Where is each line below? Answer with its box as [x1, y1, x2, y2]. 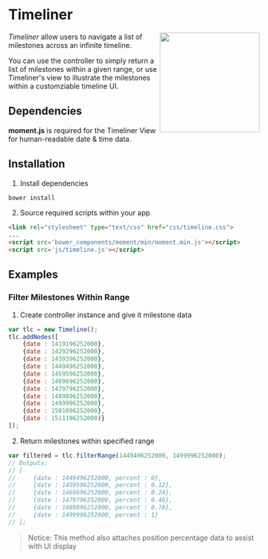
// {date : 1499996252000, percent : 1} [8, 510, 159, 519]
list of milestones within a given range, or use [8, 64, 157, 73]
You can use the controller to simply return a [8, 56, 155, 65]
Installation [8, 157, 65, 171]
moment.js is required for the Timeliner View [8, 125, 156, 135]
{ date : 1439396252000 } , [22, 355, 105, 364]
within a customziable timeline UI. [8, 81, 119, 91]
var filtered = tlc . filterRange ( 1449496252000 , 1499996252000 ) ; [8, 451, 227, 459]
